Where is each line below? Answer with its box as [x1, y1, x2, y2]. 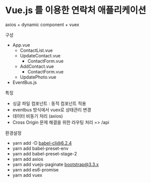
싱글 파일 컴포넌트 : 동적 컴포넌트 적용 [12, 100, 86, 106]
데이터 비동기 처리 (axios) [12, 113, 63, 119]
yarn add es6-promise [12, 166, 59, 172]
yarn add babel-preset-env [12, 145, 69, 151]
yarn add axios [12, 156, 44, 162]
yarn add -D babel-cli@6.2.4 [12, 140, 72, 146]
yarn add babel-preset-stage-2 [12, 150, 77, 156]
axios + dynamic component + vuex [5, 21, 79, 28]
